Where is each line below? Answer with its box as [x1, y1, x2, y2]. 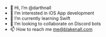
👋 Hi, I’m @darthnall [10, 5, 51, 10]
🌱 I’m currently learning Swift [10, 15, 71, 21]
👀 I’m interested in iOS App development [10, 10, 94, 16]
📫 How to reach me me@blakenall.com [10, 26, 93, 32]
